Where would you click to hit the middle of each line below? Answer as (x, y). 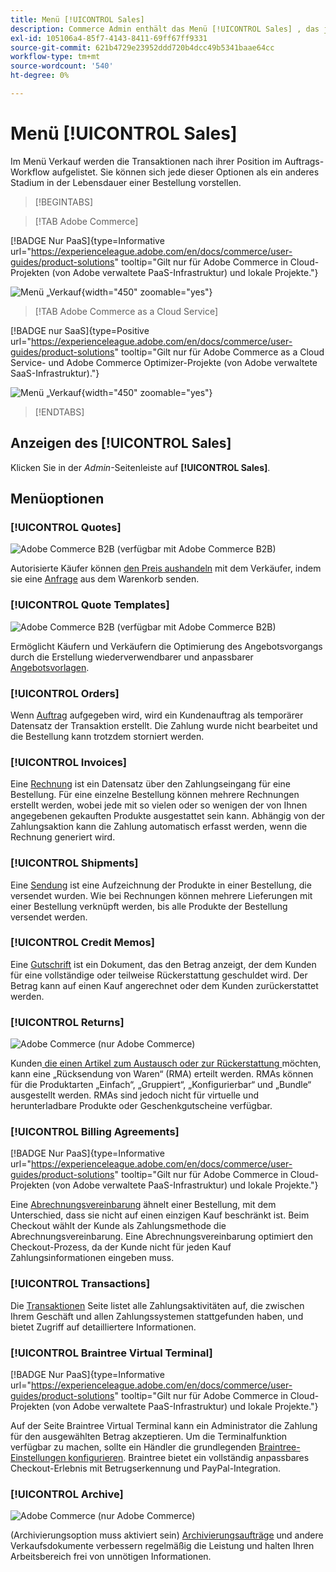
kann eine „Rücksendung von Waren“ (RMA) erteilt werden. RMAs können (162, 1074)
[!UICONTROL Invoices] (69, 762)
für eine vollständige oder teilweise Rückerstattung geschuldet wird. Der (159, 975)
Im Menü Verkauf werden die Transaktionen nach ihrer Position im (146, 161)
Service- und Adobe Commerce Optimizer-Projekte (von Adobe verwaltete (164, 362)
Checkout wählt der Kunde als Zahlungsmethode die (118, 1226)
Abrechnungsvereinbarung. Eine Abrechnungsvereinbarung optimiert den (162, 1237)
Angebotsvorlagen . (50, 667)
